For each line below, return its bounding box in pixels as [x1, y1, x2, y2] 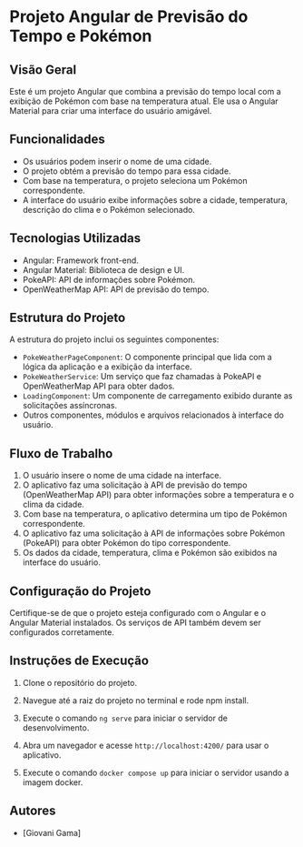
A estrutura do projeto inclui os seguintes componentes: [9, 334, 220, 345]
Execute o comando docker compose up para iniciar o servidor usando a [22, 767, 289, 778]
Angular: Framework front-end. [22, 255, 139, 266]
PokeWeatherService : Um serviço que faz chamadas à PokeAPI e [22, 371, 261, 382]
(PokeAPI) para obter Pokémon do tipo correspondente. [22, 538, 231, 549]
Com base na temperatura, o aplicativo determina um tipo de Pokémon [22, 509, 288, 519]
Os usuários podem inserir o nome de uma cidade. [22, 156, 212, 166]
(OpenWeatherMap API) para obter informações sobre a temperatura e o [22, 489, 295, 500]
